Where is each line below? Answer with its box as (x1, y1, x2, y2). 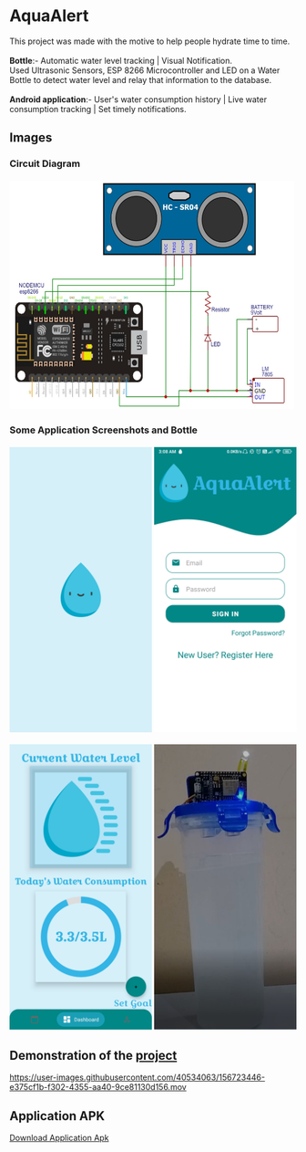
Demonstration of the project (9, 1047, 178, 1063)
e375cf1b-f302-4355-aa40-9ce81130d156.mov (9, 1082, 187, 1093)
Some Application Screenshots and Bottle (9, 424, 199, 436)
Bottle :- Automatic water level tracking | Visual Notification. (9, 55, 233, 66)
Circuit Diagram (9, 157, 80, 170)
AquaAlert (9, 5, 89, 26)
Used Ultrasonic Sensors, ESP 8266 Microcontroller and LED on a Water (9, 65, 280, 76)
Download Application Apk (9, 1133, 109, 1144)
